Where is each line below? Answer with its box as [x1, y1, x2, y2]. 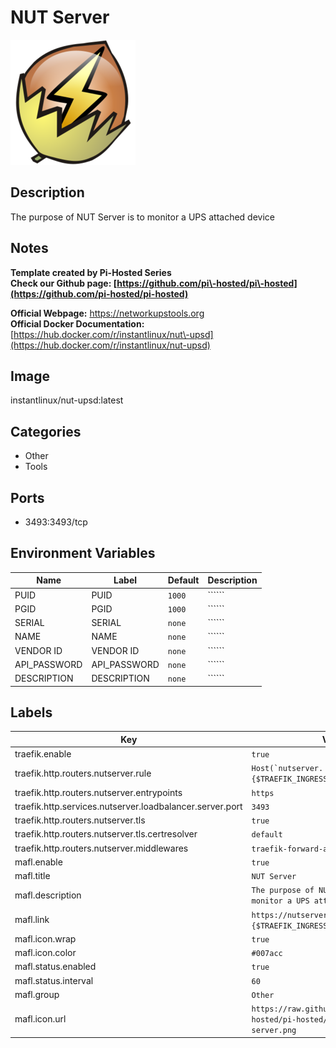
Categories [10, 423, 82, 440]
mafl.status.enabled [14, 961, 97, 973]
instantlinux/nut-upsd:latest [10, 394, 124, 406]
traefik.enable [14, 748, 72, 760]
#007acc [251, 949, 283, 959]
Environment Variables [10, 545, 156, 562]
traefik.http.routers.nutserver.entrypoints [14, 786, 183, 798]
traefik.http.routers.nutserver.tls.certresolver [14, 828, 198, 840]
